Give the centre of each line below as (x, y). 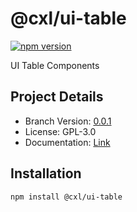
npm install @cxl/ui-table (66, 197)
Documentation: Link (67, 142)
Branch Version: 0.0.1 (68, 121)
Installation (46, 173)
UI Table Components (55, 65)
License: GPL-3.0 (60, 131)
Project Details (57, 97)
